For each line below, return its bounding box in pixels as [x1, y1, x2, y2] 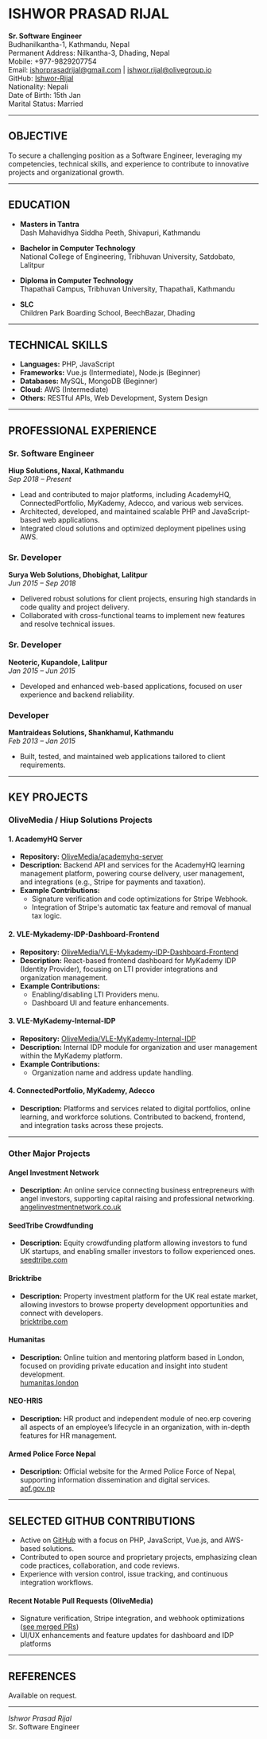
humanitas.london [19, 1377, 79, 1387]
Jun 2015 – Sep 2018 [8, 578, 76, 588]
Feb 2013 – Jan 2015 [8, 736, 76, 746]
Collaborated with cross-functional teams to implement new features [19, 611, 246, 621]
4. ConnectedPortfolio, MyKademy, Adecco [8, 1086, 155, 1095]
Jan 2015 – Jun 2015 [8, 666, 75, 676]
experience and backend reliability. [19, 690, 135, 699]
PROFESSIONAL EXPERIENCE [8, 424, 157, 437]
